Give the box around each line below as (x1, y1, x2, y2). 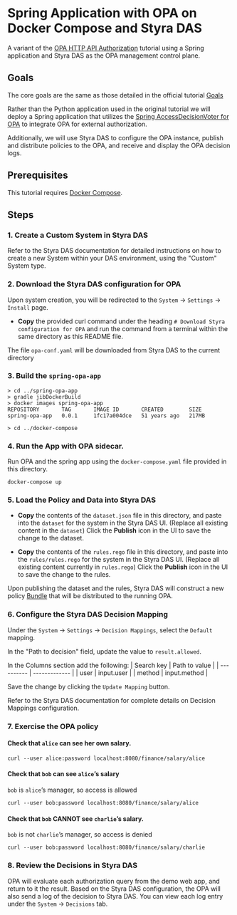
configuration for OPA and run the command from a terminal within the (17, 324, 228, 333)
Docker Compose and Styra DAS (7, 20, 203, 36)
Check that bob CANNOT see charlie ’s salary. (7, 814, 144, 823)
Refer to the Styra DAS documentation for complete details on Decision (7, 696, 216, 704)
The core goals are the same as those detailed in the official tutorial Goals (7, 90, 223, 99)
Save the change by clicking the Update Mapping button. (7, 682, 170, 691)
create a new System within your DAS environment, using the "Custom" (7, 254, 217, 263)
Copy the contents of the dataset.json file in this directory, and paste (17, 511, 222, 520)
